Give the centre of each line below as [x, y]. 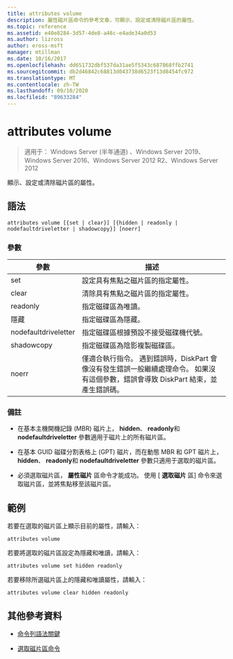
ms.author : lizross [35, 39]
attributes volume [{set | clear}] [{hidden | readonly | [93, 222]
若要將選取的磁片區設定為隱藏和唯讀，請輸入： [74, 553]
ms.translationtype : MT [42, 78]
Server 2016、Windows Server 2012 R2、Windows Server [135, 160]
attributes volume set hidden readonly [65, 566]
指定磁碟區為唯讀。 [113, 307]
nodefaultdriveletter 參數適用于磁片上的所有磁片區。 [93, 437]
